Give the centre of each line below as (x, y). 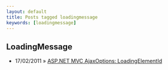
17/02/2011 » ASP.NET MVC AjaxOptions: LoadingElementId (88, 61)
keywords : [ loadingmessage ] (41, 23)
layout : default (26, 12)
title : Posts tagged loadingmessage (52, 17)
